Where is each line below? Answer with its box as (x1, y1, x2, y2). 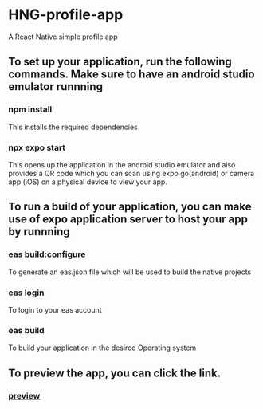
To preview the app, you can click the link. (8, 366, 222, 380)
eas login (8, 287, 45, 298)
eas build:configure (8, 249, 86, 260)
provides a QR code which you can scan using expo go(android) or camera (8, 168, 255, 178)
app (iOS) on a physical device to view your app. (8, 177, 167, 187)
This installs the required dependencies (8, 122, 138, 132)
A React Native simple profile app (8, 32, 118, 41)
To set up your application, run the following (8, 55, 233, 69)
